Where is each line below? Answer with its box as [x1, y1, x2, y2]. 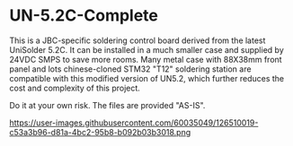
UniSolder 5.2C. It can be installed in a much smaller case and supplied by [9, 44, 285, 55]
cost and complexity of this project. [9, 82, 141, 93]
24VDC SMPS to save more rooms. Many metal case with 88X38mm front [9, 54, 282, 64]
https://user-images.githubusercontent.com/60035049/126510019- [9, 117, 259, 128]
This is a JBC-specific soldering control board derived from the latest [9, 35, 266, 46]
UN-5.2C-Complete [9, 5, 159, 26]
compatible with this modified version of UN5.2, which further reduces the [9, 73, 285, 83]
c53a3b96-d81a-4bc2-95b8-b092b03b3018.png [9, 126, 191, 137]
